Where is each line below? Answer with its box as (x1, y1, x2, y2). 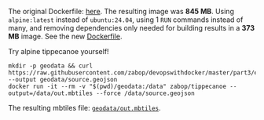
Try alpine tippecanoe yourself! (8, 47, 109, 56)
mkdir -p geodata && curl (8, 62, 93, 70)
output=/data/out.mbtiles (8, 89, 93, 97)
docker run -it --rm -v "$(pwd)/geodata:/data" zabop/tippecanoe (8, 82, 226, 90)
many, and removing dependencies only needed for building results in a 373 (8, 24, 255, 32)
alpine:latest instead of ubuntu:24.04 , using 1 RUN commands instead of (8, 15, 244, 24)
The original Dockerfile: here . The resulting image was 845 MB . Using (8, 7, 234, 16)
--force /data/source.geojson (95, 89, 195, 97)
